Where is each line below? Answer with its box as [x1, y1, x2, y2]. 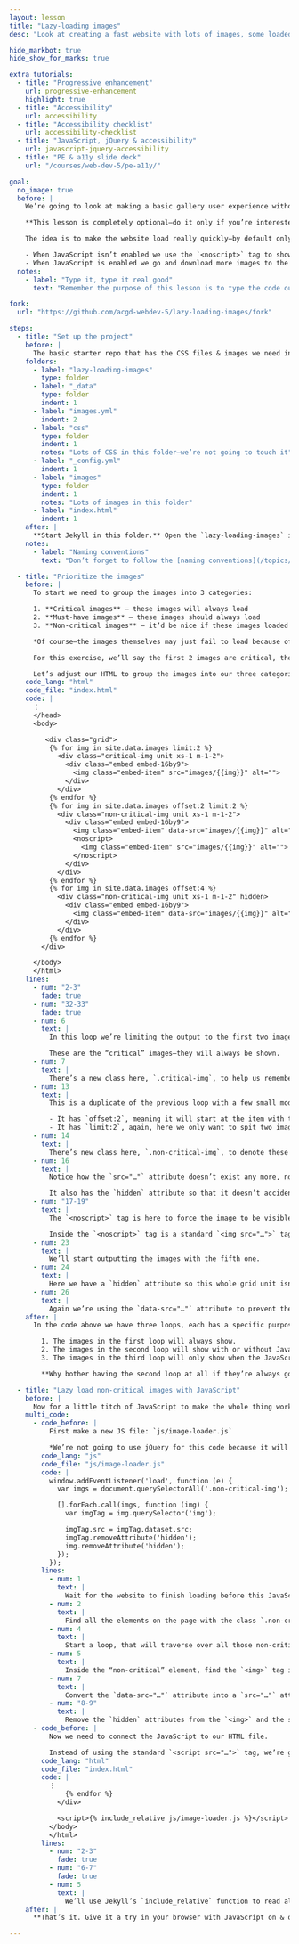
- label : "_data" [32, 382, 98, 391]
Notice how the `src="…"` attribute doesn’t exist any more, [48, 1172, 280, 1181]
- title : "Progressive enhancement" [17, 78, 153, 87]
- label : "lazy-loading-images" [32, 365, 153, 374]
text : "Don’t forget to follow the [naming [41, 556, 205, 565]
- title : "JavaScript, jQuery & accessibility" [17, 136, 198, 145]
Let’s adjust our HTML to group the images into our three [32, 669, 256, 678]
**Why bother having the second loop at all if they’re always [41, 1369, 280, 1378]
